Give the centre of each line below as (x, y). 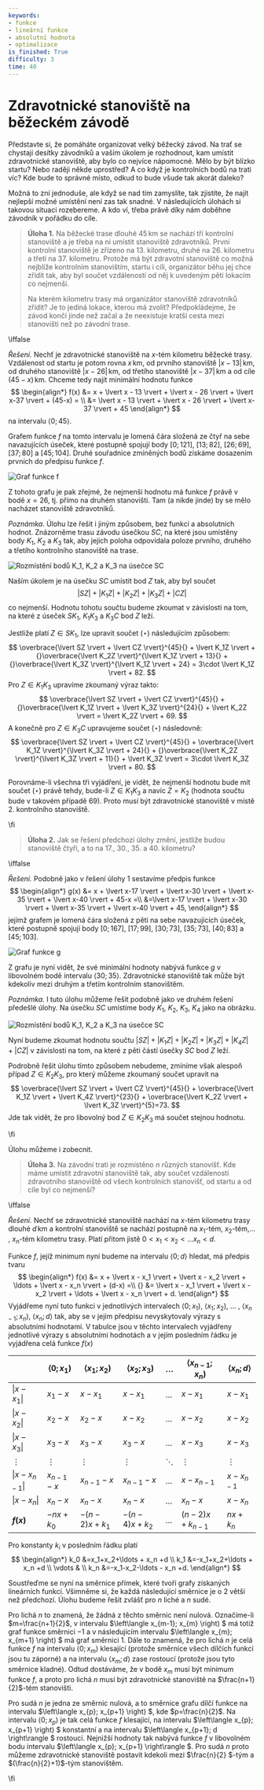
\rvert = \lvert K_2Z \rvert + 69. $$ (132, 715)
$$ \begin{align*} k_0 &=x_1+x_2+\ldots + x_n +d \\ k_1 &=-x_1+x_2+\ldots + (132, 1559)
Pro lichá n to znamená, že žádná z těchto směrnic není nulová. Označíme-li (131, 1615)
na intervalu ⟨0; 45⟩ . (40, 421)
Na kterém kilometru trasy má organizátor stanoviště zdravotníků (132, 298)
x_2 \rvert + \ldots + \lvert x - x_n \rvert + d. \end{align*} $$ (132, 1294)
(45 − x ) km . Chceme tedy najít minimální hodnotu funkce (101, 380)
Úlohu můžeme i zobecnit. (50, 1150)
